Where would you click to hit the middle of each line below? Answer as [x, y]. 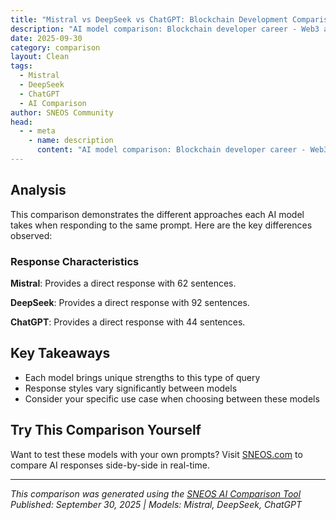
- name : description [71, 141]
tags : [21, 66]
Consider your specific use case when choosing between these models [172, 398]
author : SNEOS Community [62, 112]
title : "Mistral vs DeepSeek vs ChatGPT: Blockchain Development [149, 19]
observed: [31, 235]
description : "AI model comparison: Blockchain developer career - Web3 [165, 29]
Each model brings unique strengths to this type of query [142, 377]
